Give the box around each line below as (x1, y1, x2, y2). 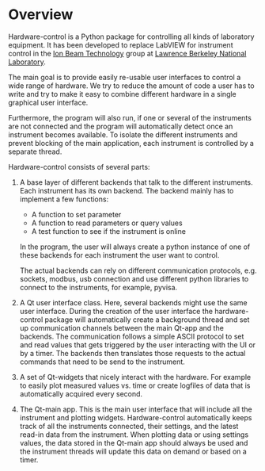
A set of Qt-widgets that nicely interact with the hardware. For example (19, 372, 252, 381)
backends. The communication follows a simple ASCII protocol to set (19, 331, 244, 341)
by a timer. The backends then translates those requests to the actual (19, 348, 246, 358)
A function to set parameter (31, 209, 122, 219)
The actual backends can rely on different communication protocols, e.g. (19, 266, 257, 275)
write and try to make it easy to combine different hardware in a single (8, 89, 237, 98)
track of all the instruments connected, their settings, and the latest (19, 421, 239, 431)
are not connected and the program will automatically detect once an (8, 121, 233, 131)
